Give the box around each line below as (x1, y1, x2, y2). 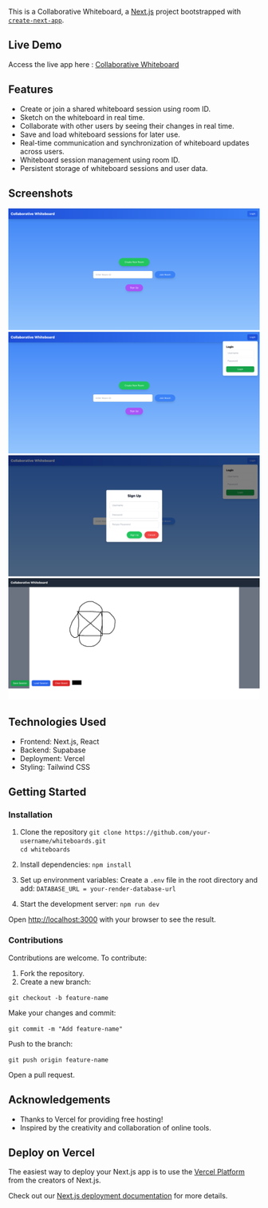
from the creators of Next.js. (8, 1175, 101, 1186)
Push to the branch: (8, 1039, 73, 1048)
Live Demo (8, 38, 62, 52)
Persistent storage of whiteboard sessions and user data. (19, 163, 208, 173)
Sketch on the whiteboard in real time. (19, 112, 145, 122)
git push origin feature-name (8, 1055, 109, 1064)
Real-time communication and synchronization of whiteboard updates (19, 138, 250, 147)
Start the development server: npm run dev (19, 899, 160, 909)
